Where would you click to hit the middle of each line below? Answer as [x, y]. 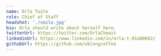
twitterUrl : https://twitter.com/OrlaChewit [61, 33]
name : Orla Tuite [27, 11]
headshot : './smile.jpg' [36, 22]
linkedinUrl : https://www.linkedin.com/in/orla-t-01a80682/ [81, 38]
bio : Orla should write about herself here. [61, 28]
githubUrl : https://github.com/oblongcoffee [61, 44]
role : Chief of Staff [32, 17]
